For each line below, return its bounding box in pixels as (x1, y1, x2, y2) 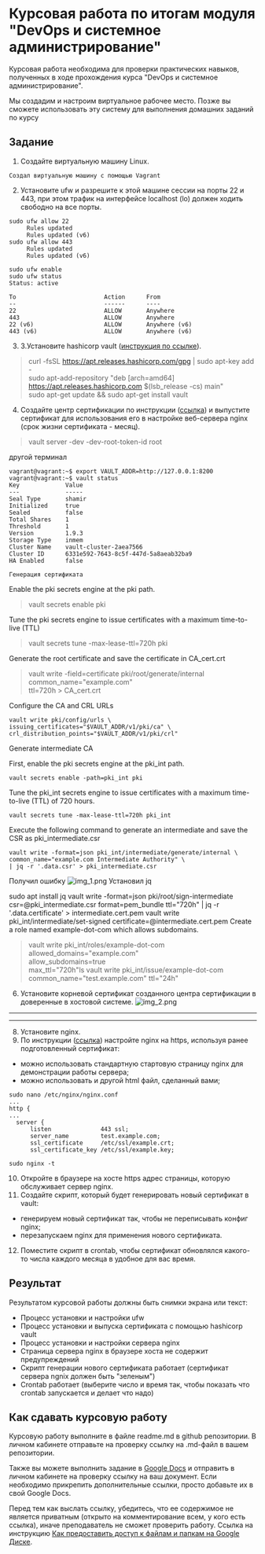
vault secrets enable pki (28, 599, 106, 609)
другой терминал (9, 452, 68, 461)
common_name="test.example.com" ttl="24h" (28, 973, 179, 983)
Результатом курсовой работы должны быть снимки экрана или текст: (9, 1298, 248, 1307)
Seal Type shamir (9, 494, 87, 503)
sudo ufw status (9, 272, 62, 280)
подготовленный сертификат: (20, 1043, 120, 1053)
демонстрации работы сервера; (20, 1067, 129, 1077)
